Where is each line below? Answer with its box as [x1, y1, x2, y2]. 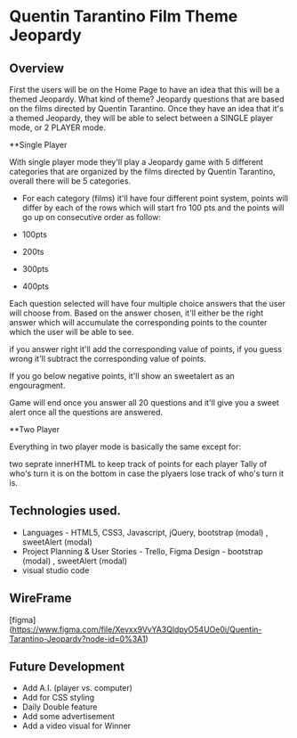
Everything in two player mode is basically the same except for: [9, 441, 242, 452]
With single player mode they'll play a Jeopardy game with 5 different [9, 157, 264, 167]
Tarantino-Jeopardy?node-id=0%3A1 [9, 633, 146, 644]
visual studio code [21, 564, 90, 576]
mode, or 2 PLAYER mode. [9, 122, 107, 133]
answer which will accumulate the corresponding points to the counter [9, 317, 268, 327]
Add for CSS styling [21, 693, 95, 703]
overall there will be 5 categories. [9, 176, 132, 186]
